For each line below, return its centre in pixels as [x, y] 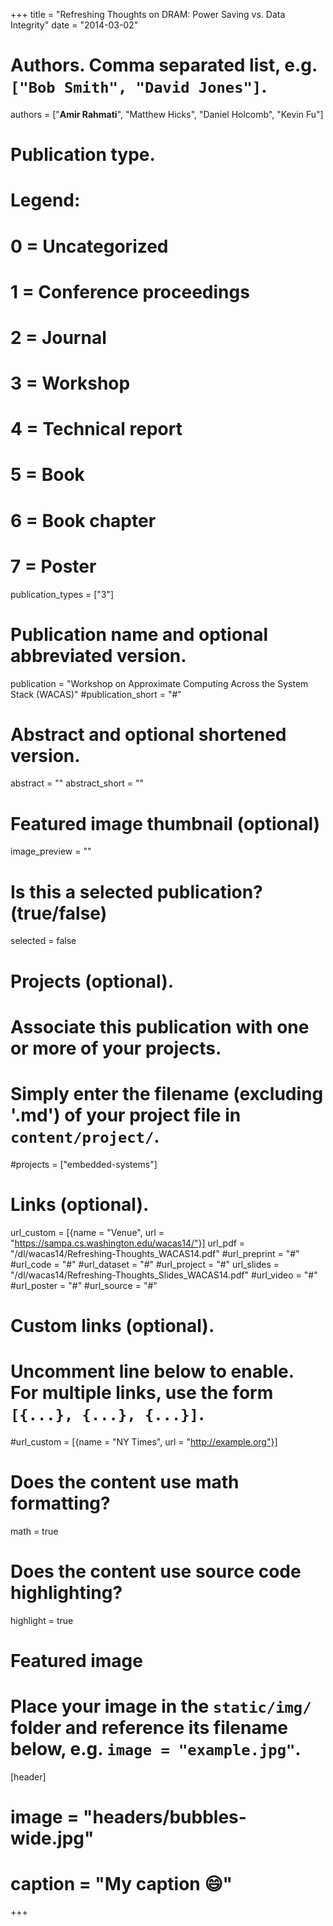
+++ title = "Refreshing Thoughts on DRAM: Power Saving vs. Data [148, 14]
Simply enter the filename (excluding [167, 1093]
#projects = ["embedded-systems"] [84, 1164]
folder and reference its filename [149, 1727]
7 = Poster [53, 566]
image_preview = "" [51, 851]
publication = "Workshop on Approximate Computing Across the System [159, 683]
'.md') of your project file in [126, 1115]
